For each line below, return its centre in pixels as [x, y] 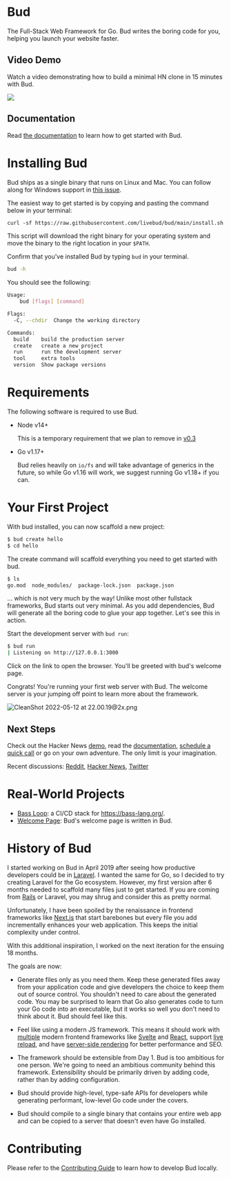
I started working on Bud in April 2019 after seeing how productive [101, 867]
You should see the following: [49, 283]
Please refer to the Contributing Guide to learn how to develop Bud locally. [113, 1168]
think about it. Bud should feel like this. [72, 1016]
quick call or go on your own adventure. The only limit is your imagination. [112, 753]
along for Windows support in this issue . [64, 190]
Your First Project [58, 508]
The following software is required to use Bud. [73, 412]
